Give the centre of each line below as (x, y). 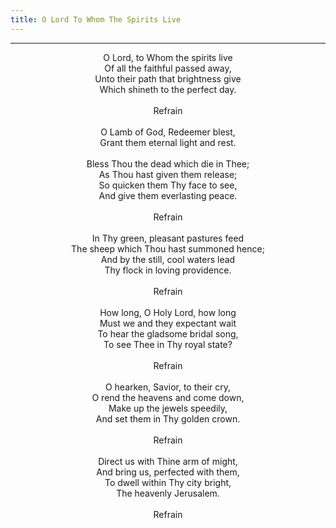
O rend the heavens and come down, (168, 397)
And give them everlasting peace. (168, 195)
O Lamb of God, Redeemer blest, (168, 132)
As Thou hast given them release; (168, 174)
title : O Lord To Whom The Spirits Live (96, 19)
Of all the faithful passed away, (168, 68)
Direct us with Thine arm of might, (168, 461)
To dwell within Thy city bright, (168, 482)
